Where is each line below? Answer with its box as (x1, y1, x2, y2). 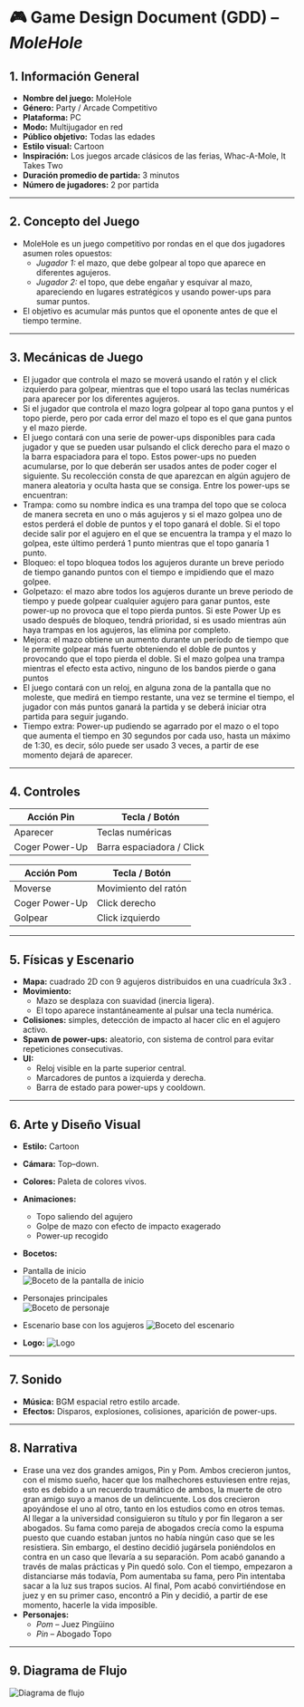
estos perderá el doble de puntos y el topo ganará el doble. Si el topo (22, 518, 280, 529)
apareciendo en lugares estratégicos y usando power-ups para (35, 286, 271, 297)
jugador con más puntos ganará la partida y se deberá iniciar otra (22, 701, 267, 712)
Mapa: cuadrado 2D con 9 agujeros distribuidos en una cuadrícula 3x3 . (22, 976, 292, 988)
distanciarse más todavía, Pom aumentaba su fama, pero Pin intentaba (22, 1570, 286, 1581)
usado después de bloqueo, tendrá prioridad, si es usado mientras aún (22, 614, 287, 625)
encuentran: (22, 489, 68, 500)
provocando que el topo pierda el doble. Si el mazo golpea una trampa (22, 653, 285, 664)
